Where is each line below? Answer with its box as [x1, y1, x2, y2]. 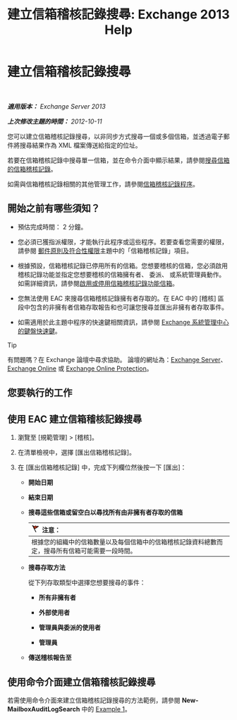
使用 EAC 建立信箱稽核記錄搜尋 [7, 413, 142, 425]
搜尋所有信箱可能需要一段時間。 [43, 546, 137, 555]
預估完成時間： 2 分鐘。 [17, 222, 87, 231]
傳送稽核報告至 [28, 654, 72, 662]
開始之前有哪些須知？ [7, 203, 100, 215]
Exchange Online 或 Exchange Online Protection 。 [7, 364, 153, 373]
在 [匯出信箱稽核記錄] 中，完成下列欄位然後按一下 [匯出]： [17, 463, 187, 472]
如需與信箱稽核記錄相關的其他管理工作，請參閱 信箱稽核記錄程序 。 [7, 179, 199, 188]
